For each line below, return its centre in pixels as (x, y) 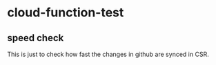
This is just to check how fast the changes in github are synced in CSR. (108, 54)
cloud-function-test (66, 13)
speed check (36, 38)
